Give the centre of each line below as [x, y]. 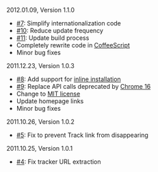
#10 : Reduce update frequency [60, 31]
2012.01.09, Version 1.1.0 [41, 10]
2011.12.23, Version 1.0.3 [40, 66]
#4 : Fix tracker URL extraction [58, 162]
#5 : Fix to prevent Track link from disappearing [82, 135]
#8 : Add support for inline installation [68, 79]
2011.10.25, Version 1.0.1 [40, 148]
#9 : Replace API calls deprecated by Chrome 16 [83, 86]
